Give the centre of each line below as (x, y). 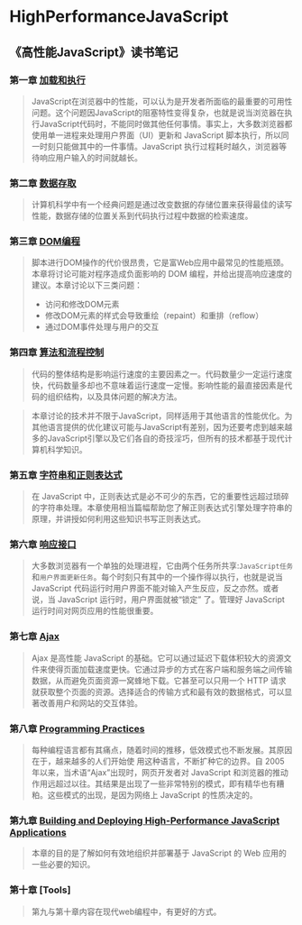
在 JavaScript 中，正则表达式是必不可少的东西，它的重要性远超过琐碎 (160, 497)
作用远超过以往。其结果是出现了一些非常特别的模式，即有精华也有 (154, 783)
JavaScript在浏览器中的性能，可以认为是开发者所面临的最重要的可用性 (162, 101)
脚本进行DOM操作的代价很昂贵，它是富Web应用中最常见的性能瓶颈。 (160, 262)
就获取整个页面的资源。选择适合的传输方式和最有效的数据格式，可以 (158, 691)
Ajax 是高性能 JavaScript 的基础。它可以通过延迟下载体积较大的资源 (157, 658)
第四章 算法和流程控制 (57, 353)
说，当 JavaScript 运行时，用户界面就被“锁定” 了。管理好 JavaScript (158, 600)
